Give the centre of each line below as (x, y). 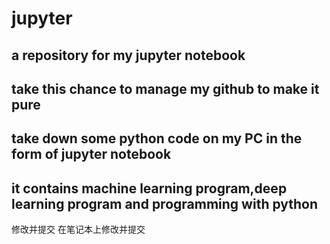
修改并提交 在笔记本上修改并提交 (78, 229)
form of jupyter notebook (91, 154)
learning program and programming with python (165, 203)
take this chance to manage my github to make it (165, 88)
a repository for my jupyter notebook (128, 55)
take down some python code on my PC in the (157, 138)
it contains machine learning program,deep (149, 188)
